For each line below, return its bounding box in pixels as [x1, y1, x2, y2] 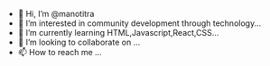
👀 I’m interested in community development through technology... [17, 18, 262, 29]
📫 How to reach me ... [17, 47, 102, 57]
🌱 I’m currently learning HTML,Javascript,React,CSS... [17, 28, 219, 37]
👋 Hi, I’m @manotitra [17, 9, 95, 19]
